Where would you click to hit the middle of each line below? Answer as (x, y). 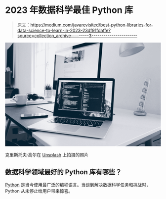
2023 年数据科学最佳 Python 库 (69, 10)
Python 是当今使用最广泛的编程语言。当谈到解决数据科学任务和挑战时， (78, 185)
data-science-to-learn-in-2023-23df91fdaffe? (64, 30)
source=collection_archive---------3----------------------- (77, 36)
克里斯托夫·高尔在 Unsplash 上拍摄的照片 (47, 155)
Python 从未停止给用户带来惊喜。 (39, 191)
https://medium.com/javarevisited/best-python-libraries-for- (92, 25)
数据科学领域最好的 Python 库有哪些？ (63, 172)
